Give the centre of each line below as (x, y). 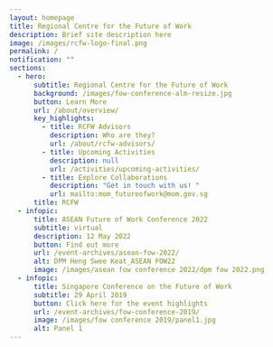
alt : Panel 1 (58, 329)
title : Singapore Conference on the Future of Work (132, 286)
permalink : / (34, 52)
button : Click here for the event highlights (120, 304)
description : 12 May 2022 (82, 236)
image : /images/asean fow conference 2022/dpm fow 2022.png (149, 270)
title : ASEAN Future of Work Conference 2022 (120, 219)
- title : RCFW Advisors (86, 127)
